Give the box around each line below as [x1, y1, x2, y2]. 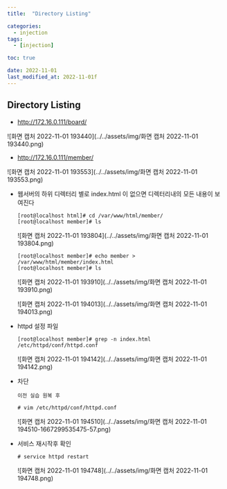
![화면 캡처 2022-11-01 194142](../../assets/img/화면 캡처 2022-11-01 [17, 354, 208, 363]
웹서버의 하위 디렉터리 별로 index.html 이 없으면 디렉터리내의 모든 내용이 [17, 189, 213, 198]
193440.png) [7, 139, 44, 148]
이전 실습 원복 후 [17, 392, 60, 399]
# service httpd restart [17, 453, 89, 460]
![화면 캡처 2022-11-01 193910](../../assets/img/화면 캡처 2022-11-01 [17, 277, 208, 286]
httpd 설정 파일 [17, 322, 59, 330]
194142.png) [17, 362, 53, 371]
